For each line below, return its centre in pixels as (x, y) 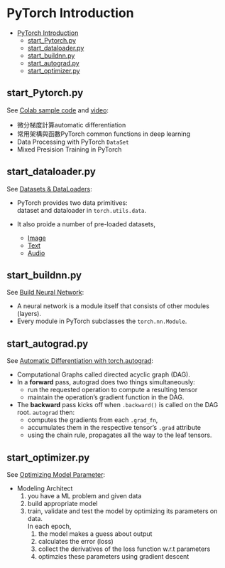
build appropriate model (62, 504)
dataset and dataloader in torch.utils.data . (82, 210)
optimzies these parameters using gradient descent (114, 556)
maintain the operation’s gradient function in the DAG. (106, 397)
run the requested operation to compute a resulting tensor (112, 390)
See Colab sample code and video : (58, 110)
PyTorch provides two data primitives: (72, 203)
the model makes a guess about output (95, 534)
